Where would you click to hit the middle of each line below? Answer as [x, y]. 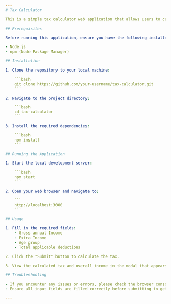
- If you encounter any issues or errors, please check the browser [79, 284]
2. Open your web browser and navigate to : [52, 191]
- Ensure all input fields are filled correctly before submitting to [82, 289]
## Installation [22, 61]
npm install [27, 140]
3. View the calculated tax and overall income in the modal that [77, 266]
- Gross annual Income [38, 233]
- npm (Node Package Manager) [37, 52]
